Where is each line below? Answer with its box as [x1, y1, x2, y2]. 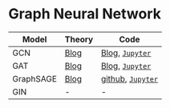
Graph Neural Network [8, 5, 162, 23]
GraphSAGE [12, 73, 58, 84]
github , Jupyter [100, 73, 159, 84]
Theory [64, 34, 94, 45]
